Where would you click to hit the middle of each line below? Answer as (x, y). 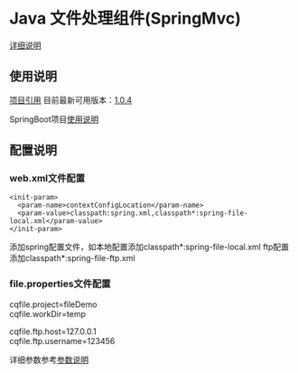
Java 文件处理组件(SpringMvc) (126, 19)
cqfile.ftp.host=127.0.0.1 (53, 331)
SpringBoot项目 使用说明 (54, 119)
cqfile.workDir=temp (47, 313)
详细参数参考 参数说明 (49, 359)
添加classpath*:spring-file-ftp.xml (72, 258)
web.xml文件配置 (47, 179)
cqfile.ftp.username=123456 (62, 340)
